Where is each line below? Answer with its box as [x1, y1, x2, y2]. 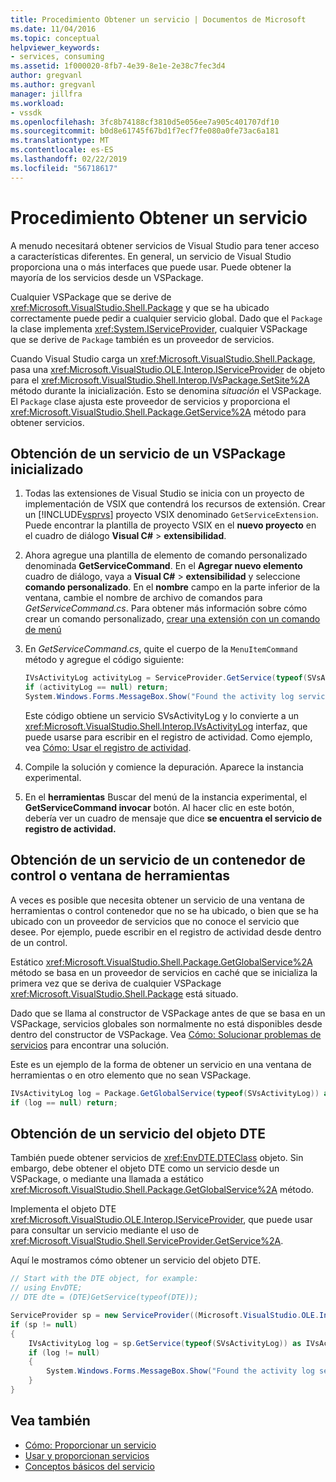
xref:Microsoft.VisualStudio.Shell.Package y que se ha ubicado [10, 301, 270, 313]
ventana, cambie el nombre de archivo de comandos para [24, 592, 263, 604]
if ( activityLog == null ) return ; [24, 682, 169, 693]
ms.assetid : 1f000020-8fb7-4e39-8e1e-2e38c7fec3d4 [10, 61, 226, 71]
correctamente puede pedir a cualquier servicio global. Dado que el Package [10, 312, 323, 324]
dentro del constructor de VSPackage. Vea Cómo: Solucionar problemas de [10, 1028, 322, 1040]
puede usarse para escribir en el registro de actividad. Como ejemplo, [24, 731, 313, 743]
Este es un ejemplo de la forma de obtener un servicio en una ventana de [10, 1058, 312, 1070]
